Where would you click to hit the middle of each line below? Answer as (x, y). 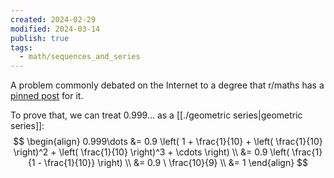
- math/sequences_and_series (80, 57)
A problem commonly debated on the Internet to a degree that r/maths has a (167, 85)
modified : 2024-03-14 (55, 29)
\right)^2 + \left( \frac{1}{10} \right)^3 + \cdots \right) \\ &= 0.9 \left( (151, 152)
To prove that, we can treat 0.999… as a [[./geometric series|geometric (156, 115)
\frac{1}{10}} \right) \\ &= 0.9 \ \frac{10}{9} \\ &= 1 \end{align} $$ (176, 163)
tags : (21, 47)
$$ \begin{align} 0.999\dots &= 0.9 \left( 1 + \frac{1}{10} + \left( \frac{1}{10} (168, 142)
